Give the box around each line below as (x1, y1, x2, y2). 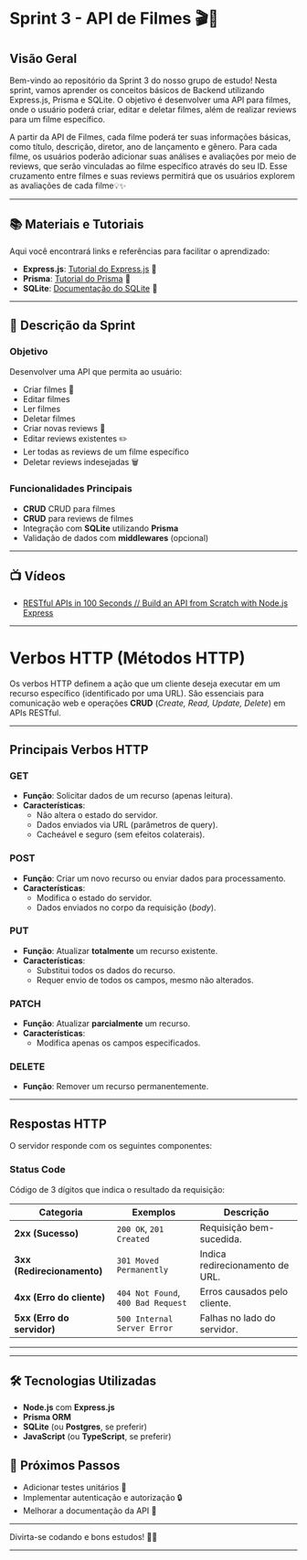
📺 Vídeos (9, 568, 66, 584)
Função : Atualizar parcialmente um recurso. (22, 1018, 191, 1029)
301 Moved (116, 1255, 160, 1266)
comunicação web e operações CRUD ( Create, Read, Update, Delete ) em (9, 697, 286, 708)
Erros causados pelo (199, 1285, 289, 1298)
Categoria (38, 1205, 84, 1218)
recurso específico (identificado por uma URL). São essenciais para (9, 687, 265, 698)
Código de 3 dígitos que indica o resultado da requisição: (9, 1183, 226, 1194)
